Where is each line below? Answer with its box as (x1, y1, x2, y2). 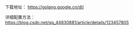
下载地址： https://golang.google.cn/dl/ (5, 4, 84, 10)
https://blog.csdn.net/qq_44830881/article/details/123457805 (5, 20, 129, 25)
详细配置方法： (5, 14, 35, 20)
